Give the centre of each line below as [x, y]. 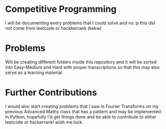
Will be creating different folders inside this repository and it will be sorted [81, 62]
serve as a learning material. [34, 72]
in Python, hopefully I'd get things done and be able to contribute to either [81, 117]
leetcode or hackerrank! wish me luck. [44, 122]
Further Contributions [51, 93]
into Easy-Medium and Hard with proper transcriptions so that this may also [83, 67]
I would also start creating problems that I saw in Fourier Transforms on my [82, 106]
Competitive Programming [61, 9]
